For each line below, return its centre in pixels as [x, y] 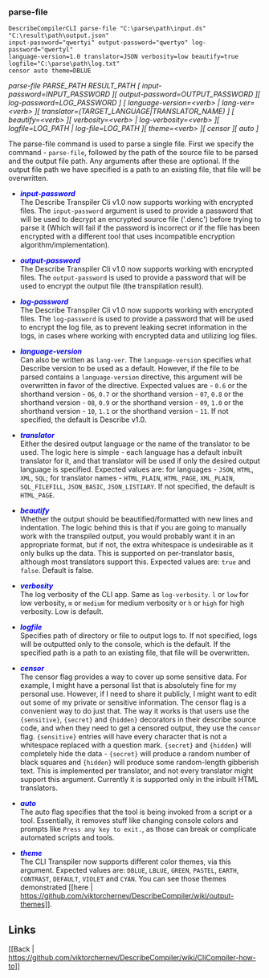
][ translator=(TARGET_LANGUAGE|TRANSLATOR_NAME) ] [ [134, 112]
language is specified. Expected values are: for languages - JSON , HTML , [137, 469]
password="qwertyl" [41, 50]
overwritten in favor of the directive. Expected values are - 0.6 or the [133, 386]
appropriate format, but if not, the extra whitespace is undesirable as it [137, 545]
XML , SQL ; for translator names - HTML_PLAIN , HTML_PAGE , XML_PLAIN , [127, 478]
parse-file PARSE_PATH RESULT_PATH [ [74, 86]
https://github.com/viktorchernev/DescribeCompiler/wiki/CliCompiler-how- [132, 958]
